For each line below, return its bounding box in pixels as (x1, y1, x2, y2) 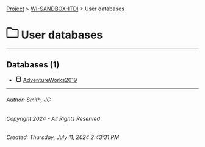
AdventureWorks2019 (23, 77, 77, 84)
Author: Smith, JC (6, 96, 51, 103)
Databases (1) (6, 60, 60, 70)
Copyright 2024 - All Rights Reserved (6, 115, 101, 122)
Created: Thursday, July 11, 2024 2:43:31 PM (6, 134, 120, 141)
